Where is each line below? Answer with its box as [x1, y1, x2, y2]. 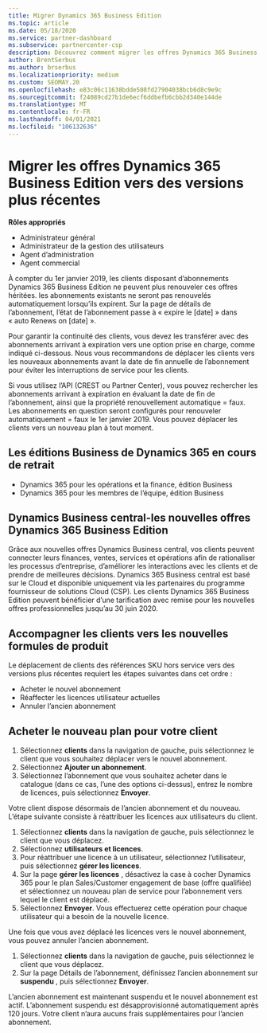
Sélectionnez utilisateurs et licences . [19, 843, 144, 853]
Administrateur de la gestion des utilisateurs [19, 241, 164, 251]
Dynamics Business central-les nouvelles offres [8, 511, 251, 524]
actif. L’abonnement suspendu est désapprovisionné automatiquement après [8, 1000, 259, 1010]
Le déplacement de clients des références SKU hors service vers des [8, 660, 235, 670]
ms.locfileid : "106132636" [8, 123, 98, 131]
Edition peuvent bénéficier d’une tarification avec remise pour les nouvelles [8, 595, 255, 605]
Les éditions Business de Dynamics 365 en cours [8, 446, 257, 460]
